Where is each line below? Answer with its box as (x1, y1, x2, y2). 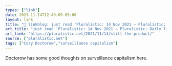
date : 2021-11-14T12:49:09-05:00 (5, 12, 77, 17)
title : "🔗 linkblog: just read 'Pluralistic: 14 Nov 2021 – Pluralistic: (5, 21, 166, 27)
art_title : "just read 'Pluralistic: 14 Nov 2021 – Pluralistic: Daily (5, 27, 161, 32)
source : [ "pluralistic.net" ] (5, 36, 68, 41)
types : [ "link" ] (5, 7, 40, 13)
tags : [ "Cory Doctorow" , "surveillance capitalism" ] (5, 41, 118, 46)
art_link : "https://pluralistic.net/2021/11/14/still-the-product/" (5, 31, 155, 36)
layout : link (5, 17, 33, 22)
